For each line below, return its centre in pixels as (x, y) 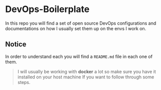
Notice (16, 44)
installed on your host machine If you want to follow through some (86, 77)
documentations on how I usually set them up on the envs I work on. (76, 28)
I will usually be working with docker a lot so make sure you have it (87, 71)
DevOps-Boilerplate (47, 9)
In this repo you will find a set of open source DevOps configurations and (81, 23)
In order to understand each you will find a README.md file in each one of (79, 56)
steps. (24, 82)
